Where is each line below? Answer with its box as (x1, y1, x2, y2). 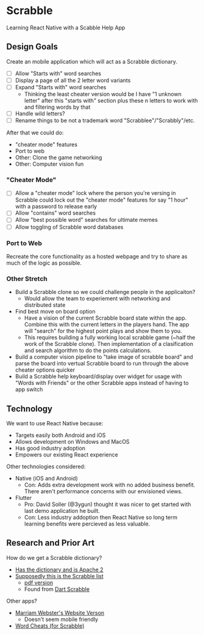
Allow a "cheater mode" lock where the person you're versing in (15, 189, 177, 197)
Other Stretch (6, 274, 47, 283)
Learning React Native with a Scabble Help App (6, 24, 125, 31)
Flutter (15, 494, 32, 502)
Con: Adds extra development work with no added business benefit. (24, 481, 195, 489)
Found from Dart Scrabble (24, 585, 90, 593)
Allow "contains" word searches (15, 209, 96, 217)
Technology (6, 403, 53, 414)
